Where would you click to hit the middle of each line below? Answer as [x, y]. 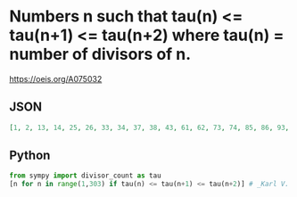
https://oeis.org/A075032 [56, 78]
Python [30, 156]
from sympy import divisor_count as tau [86, 176]
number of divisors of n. [100, 54]
